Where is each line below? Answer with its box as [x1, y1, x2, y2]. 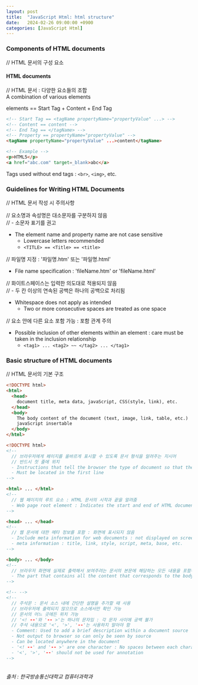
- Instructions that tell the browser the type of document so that [11, 464, 183, 470]
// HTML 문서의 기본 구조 [6, 370, 64, 378]
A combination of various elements [6, 93, 91, 100]
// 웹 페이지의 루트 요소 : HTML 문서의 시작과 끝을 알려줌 [11, 497, 137, 503]
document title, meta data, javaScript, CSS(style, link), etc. [16, 399, 178, 405]
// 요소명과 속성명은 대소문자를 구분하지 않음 [6, 212, 108, 219]
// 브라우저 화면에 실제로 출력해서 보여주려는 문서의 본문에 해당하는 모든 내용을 [11, 567, 181, 573]
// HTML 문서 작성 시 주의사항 [6, 199, 75, 207]
